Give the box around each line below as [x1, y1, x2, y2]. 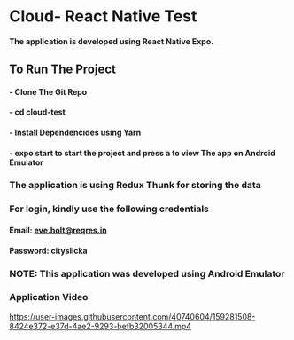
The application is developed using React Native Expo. [9, 36, 214, 46]
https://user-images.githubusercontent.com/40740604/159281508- [9, 311, 256, 321]
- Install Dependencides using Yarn [9, 127, 142, 138]
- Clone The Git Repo [9, 86, 88, 97]
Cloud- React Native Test [9, 6, 197, 27]
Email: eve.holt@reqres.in [9, 225, 108, 235]
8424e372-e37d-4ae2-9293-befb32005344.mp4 [9, 320, 192, 331]
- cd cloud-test [9, 107, 66, 117]
